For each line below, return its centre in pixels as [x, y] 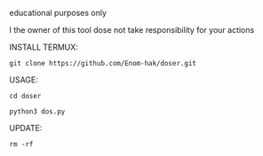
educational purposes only [58, 13]
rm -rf [21, 144]
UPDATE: [26, 128]
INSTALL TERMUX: [44, 47]
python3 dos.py [37, 112]
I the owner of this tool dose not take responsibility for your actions [132, 30]
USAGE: [24, 80]
